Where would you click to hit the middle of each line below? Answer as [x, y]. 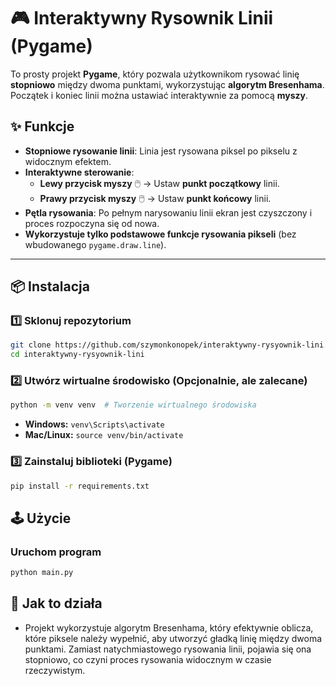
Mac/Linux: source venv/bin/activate [104, 435]
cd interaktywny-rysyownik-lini [77, 355]
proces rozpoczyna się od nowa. [92, 223]
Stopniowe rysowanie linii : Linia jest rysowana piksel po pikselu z [161, 151]
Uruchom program [56, 552]
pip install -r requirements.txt [80, 486]
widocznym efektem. [68, 161]
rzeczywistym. [55, 670]
